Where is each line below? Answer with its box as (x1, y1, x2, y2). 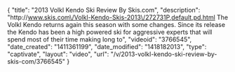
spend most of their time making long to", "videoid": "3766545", (7, 35, 192, 44)
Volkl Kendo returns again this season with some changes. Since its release (7, 21, 226, 28)
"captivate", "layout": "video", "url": (7, 50, 109, 58)
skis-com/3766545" (7, 57, 65, 65)
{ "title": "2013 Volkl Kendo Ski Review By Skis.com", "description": (7, 6, 201, 14)
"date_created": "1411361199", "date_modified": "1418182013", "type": (7, 43, 207, 51)
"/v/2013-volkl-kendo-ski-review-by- (110, 50, 217, 58)
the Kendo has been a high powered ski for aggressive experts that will (7, 28, 213, 36)
